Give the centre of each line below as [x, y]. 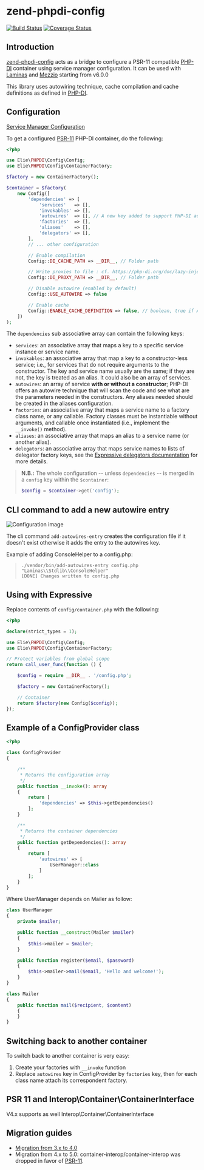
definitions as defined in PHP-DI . [47, 93]
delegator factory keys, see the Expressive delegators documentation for [106, 455]
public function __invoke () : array [62, 786]
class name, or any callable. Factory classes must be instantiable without [106, 417]
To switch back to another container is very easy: [68, 1055]
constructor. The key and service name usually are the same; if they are [105, 371]
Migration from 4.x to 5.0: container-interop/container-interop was [98, 1154]
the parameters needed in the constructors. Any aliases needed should [104, 397]
